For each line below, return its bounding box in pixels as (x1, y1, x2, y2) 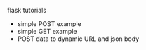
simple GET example (17, 27, 77, 35)
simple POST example (17, 20, 82, 27)
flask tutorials (7, 6, 47, 14)
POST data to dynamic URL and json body (17, 35, 140, 43)
